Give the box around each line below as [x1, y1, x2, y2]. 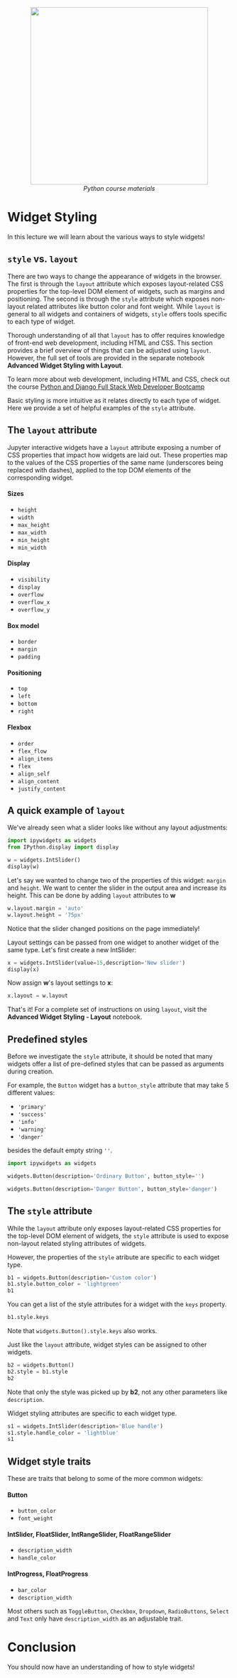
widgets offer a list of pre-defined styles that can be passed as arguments [7, 1060, 225, 1069]
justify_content [17, 785, 66, 793]
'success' [17, 1111, 48, 1118]
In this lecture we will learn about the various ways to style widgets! [7, 232, 206, 241]
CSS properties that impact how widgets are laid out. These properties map [7, 451, 228, 459]
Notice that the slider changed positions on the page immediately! [7, 924, 200, 932]
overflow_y [17, 606, 50, 613]
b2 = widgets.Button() [7, 1362, 75, 1369]
